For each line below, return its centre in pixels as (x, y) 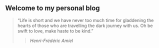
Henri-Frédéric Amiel (51, 40)
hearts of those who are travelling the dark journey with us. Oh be (85, 25)
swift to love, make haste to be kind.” (55, 31)
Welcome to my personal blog (52, 8)
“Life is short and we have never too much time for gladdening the (85, 20)
